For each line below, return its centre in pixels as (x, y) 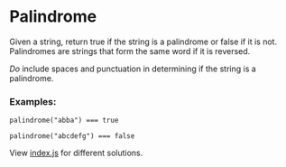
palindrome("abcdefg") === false (72, 136)
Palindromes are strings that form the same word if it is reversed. (130, 51)
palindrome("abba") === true (64, 121)
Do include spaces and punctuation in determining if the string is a (133, 69)
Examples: (33, 101)
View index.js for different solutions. (76, 153)
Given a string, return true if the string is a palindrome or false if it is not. (143, 42)
